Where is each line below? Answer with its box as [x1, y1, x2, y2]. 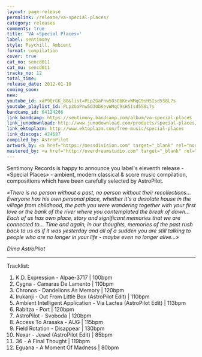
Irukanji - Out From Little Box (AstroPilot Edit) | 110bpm [15, 293, 150, 300]
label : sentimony [7, 37, 50, 43]
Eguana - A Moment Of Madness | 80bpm [15, 344, 119, 351]
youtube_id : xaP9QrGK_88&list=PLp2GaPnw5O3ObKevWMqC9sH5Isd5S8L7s [7, 98, 176, 104]
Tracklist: [7, 262, 29, 270]
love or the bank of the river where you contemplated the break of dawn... [7, 208, 191, 215]
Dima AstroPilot [7, 245, 46, 252]
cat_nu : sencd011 [7, 64, 50, 71]
